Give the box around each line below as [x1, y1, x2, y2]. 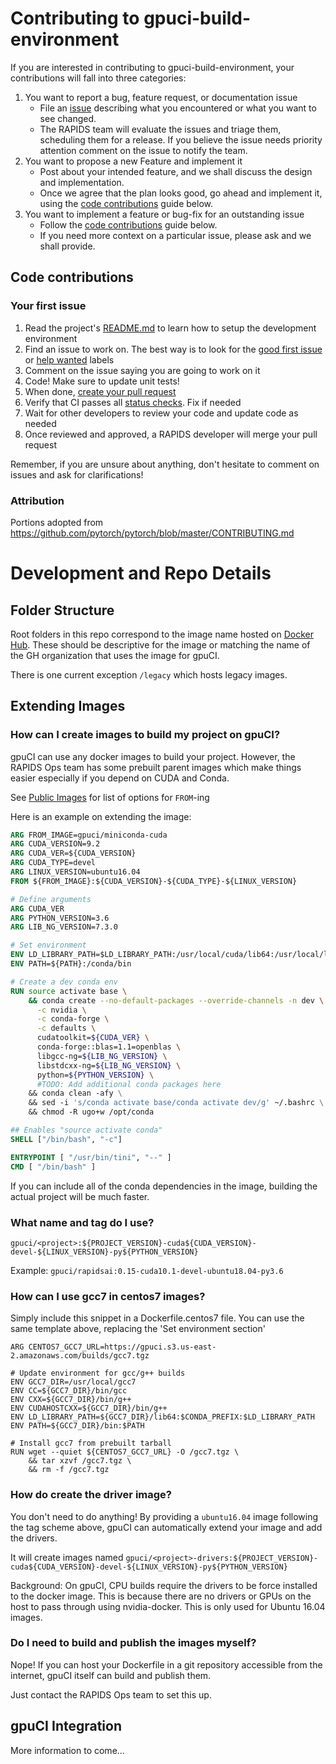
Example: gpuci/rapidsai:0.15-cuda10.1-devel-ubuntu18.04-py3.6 [10, 1264, 284, 1276]
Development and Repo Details [10, 562, 272, 585]
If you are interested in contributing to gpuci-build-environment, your [10, 61, 295, 73]
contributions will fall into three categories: [10, 72, 187, 84]
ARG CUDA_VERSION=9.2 [10, 839, 101, 849]
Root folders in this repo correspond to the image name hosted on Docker [10, 628, 315, 640]
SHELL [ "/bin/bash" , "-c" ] [10, 1134, 123, 1144]
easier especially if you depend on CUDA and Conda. [10, 772, 230, 784]
